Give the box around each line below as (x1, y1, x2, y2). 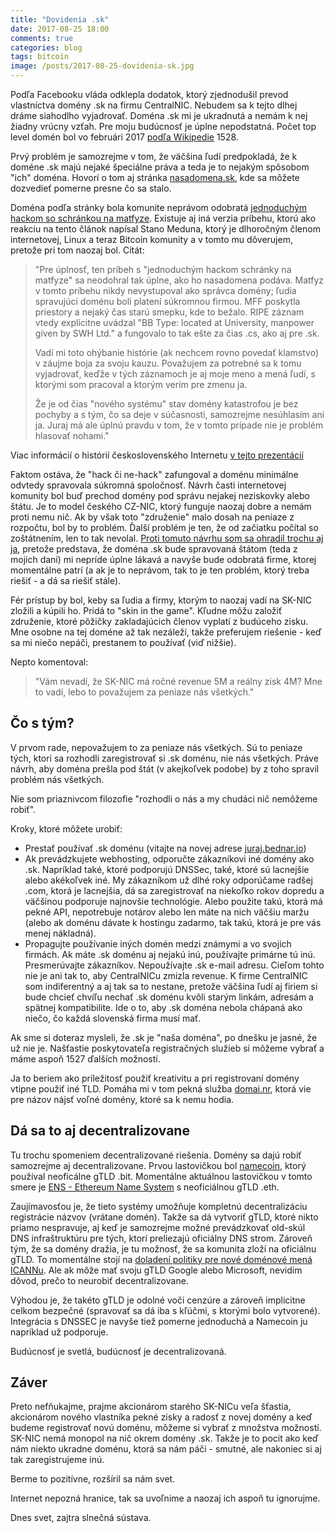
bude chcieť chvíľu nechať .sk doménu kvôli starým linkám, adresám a (24, 991, 314, 1003)
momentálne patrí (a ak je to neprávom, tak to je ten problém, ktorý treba (10, 564, 310, 576)
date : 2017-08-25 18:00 (10, 24, 110, 34)
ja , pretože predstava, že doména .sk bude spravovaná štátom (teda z (10, 543, 298, 555)
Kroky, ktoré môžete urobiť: (10, 822, 123, 835)
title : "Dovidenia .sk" (10, 14, 110, 25)
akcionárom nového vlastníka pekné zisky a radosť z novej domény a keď (10, 1411, 313, 1423)
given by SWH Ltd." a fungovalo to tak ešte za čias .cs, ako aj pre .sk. (34, 327, 320, 339)
